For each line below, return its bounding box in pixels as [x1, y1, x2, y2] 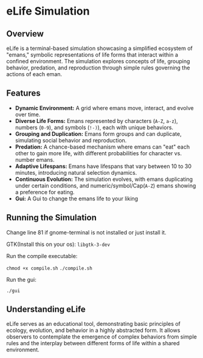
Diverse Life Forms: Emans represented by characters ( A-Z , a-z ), [15, 117, 178, 124]
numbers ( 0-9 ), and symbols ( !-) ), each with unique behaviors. [15, 124, 174, 131]
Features [6, 88, 41, 99]
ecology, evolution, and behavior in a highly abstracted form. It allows [6, 327, 181, 334]
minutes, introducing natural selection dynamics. [15, 169, 137, 176]
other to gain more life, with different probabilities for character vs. [15, 149, 182, 156]
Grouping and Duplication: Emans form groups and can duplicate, [15, 130, 182, 138]
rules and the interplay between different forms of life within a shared [6, 340, 180, 347]
